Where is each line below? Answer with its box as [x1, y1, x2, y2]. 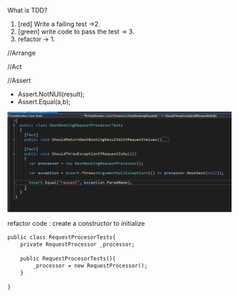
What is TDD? [7, 6, 48, 14]
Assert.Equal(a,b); [17, 97, 71, 106]
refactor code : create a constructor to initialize [7, 220, 145, 228]
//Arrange [7, 49, 36, 57]
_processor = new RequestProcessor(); [33, 262, 148, 269]
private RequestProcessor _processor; [20, 241, 135, 248]
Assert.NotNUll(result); [17, 90, 85, 98]
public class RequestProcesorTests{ [7, 234, 116, 241]
